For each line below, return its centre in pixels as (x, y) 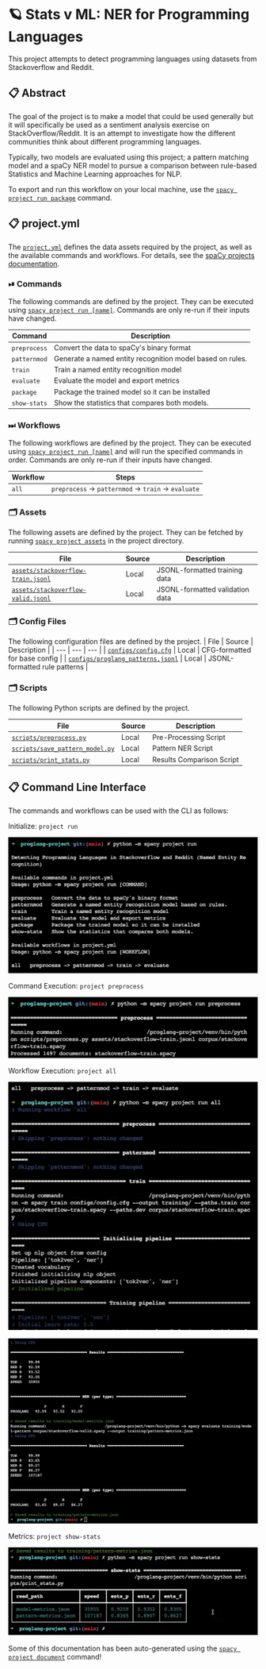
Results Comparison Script (196, 759)
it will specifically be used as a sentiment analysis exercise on (109, 125)
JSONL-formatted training (199, 570)
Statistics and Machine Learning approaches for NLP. (95, 174)
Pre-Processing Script (189, 738)
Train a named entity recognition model (118, 370)
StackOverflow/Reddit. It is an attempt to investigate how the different (122, 133)
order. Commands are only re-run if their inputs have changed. (110, 460)
